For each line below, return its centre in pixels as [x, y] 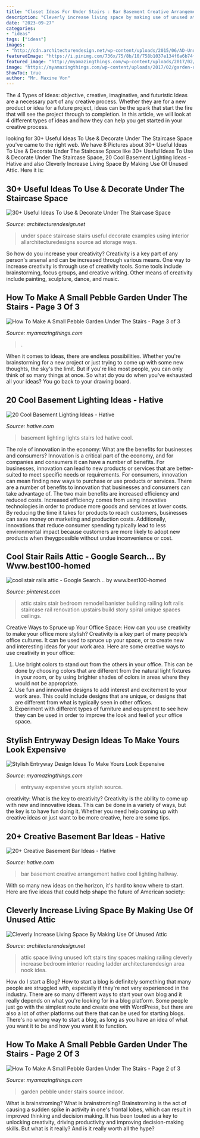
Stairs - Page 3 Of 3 [43, 307]
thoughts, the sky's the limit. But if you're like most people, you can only [95, 369]
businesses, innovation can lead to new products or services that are [91, 468]
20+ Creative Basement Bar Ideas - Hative [86, 837]
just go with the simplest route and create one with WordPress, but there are [100, 1007]
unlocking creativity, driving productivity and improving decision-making [95, 1122]
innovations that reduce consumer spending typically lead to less [86, 525]
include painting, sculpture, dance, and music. [63, 279]
